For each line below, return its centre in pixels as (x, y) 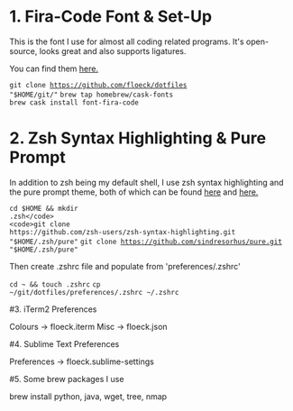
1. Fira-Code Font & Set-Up (111, 17)
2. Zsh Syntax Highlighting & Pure (138, 138)
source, (23, 50)
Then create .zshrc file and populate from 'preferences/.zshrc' (125, 266)
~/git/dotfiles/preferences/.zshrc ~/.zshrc (94, 292)
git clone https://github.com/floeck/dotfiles (98, 85)
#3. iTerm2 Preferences (53, 309)
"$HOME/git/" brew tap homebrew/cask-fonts (92, 95)
